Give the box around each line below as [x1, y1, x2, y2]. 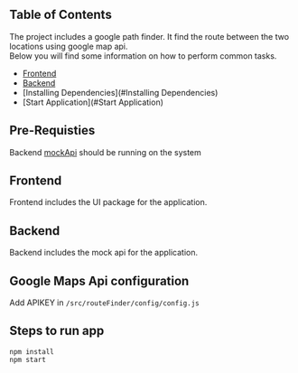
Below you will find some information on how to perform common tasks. [9, 50, 277, 61]
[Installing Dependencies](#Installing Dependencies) [22, 87, 219, 98]
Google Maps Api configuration [9, 273, 190, 288]
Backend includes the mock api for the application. [9, 247, 199, 258]
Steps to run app [9, 323, 105, 339]
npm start [9, 355, 47, 364]
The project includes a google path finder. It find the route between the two [9, 31, 290, 42]
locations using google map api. [9, 41, 128, 51]
